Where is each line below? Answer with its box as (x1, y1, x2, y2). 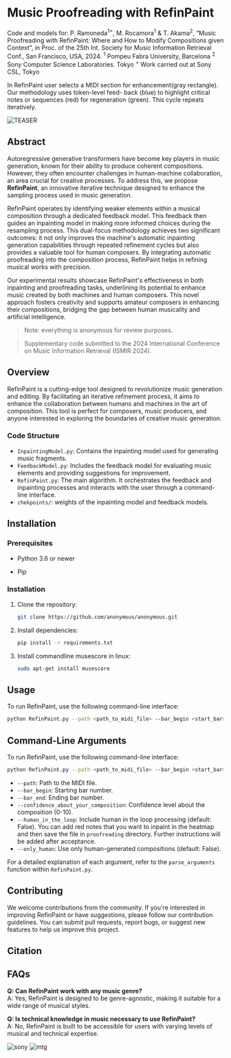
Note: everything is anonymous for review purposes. (23, 325, 173, 334)
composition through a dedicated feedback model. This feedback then (7, 211, 207, 219)
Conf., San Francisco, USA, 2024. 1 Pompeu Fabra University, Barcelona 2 (7, 50, 215, 60)
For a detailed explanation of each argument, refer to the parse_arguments (7, 858, 215, 866)
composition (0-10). (16, 808, 74, 816)
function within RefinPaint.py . (7, 865, 93, 873)
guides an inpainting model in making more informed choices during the (7, 219, 211, 227)
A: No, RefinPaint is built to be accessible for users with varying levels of (7, 1022, 213, 1030)
